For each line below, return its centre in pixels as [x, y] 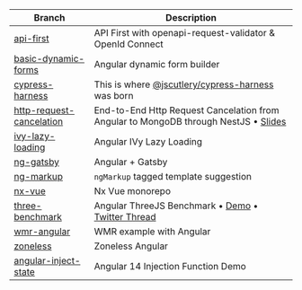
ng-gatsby [37, 162]
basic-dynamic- [49, 59]
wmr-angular [42, 231]
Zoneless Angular [131, 246]
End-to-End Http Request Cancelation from [187, 110]
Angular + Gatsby [131, 162]
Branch [49, 18]
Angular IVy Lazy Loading [148, 141]
